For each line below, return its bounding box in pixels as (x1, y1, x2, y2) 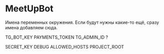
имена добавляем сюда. (5, 24, 58, 30)
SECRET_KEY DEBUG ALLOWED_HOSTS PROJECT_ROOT (5, 44, 124, 50)
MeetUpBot (5, 3, 53, 14)
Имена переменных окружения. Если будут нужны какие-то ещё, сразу (5, 19, 159, 25)
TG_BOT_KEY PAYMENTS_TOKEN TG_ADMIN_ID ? (5, 34, 108, 40)
